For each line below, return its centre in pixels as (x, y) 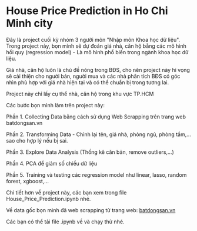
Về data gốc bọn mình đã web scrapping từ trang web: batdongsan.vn (91, 210)
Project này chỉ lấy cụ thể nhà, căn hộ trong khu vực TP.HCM (80, 94)
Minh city (29, 23)
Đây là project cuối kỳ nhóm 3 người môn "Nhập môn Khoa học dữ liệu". (93, 39)
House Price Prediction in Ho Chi (87, 11)
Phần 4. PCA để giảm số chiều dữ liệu (52, 163)
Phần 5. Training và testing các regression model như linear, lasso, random (96, 174)
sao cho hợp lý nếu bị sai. (37, 140)
